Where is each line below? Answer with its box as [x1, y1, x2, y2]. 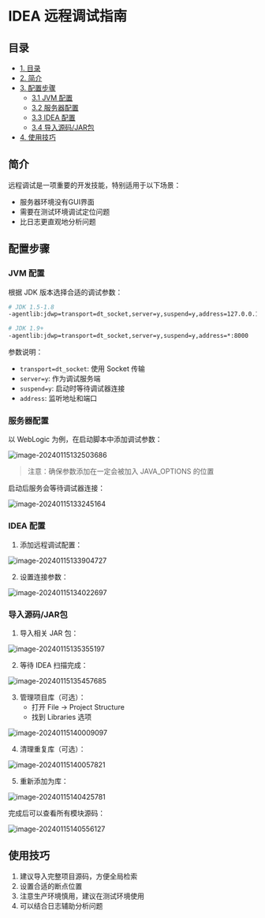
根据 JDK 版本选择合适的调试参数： [8, 287, 123, 297]
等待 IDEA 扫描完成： [19, 660, 88, 669]
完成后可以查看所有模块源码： [8, 808, 105, 818]
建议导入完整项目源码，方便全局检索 [19, 871, 138, 881]
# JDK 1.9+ [8, 324, 44, 332]
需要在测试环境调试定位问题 [19, 207, 110, 216]
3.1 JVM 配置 [31, 93, 73, 103]
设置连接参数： [19, 571, 69, 581]
